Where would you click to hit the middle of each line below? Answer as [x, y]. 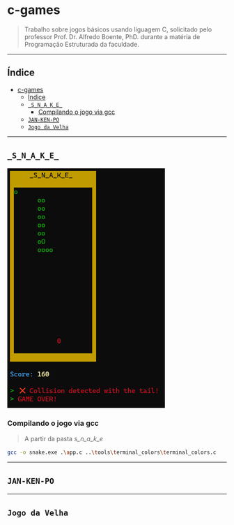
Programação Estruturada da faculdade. [81, 44]
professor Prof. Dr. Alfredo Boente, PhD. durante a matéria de [112, 36]
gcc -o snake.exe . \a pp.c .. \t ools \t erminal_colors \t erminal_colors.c [112, 452]
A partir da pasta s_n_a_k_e [63, 438]
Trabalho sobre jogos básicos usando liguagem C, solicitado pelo [118, 29]
